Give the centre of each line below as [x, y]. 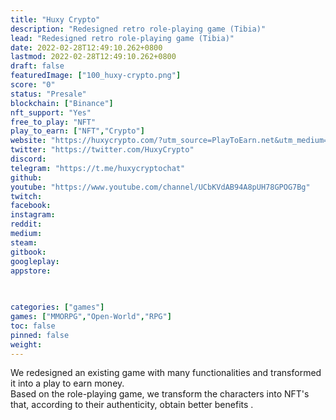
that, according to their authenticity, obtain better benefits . [132, 405]
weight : [26, 344]
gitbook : [28, 252]
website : [28, 141]
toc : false [33, 326]
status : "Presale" [48, 94]
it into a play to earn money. [67, 383]
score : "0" [33, 85]
